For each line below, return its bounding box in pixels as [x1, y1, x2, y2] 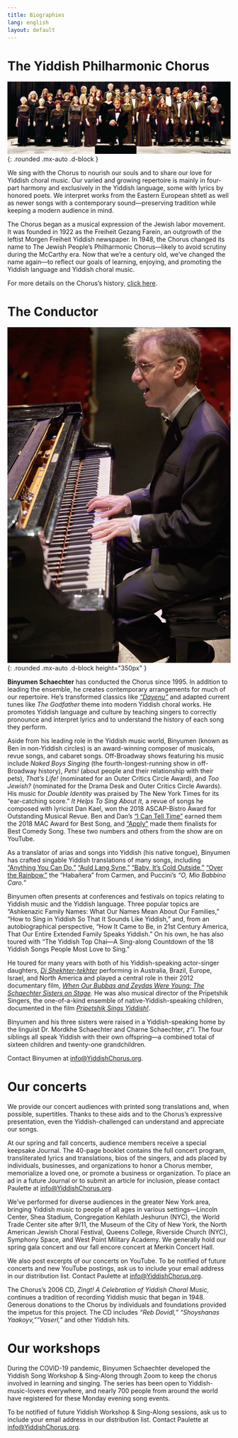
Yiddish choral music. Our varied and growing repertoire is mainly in [7, 176, 205, 184]
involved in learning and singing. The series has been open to [7, 1379, 187, 1388]
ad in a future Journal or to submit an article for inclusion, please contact [7, 1176, 220, 1185]
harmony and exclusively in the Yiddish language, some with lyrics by [21, 183, 224, 192]
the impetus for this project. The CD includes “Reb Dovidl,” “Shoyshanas [7, 1308, 220, 1317]
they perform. [7, 723, 47, 731]
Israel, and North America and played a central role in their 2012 [7, 974, 194, 983]
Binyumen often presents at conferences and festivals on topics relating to [7, 892, 225, 901]
